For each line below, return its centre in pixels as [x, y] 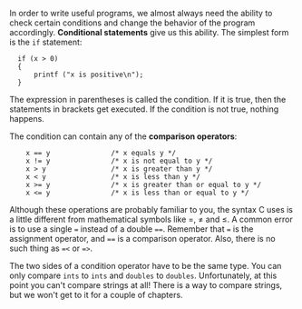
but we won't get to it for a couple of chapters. [96, 295]
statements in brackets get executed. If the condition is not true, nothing [144, 109]
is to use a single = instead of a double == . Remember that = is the [132, 229]
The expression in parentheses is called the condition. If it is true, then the [148, 100]
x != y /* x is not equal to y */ [119, 161]
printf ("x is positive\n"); [88, 75]
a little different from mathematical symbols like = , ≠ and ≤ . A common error [151, 219]
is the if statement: [46, 42]
